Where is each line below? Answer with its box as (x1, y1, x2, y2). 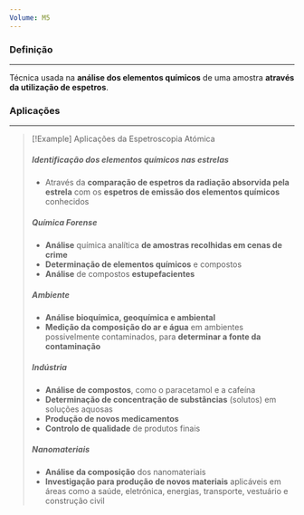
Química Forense (31, 216, 98, 227)
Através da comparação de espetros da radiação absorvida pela (44, 177, 290, 188)
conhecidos (44, 196, 90, 207)
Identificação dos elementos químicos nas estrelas (31, 154, 229, 165)
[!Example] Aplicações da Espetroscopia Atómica (31, 133, 215, 145)
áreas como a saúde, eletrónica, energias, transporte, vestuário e (44, 486, 289, 497)
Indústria (31, 361, 68, 372)
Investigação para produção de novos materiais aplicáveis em (44, 476, 282, 487)
